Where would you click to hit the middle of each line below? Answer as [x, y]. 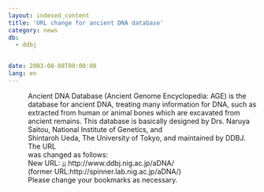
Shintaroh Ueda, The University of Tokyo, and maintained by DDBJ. [137, 137]
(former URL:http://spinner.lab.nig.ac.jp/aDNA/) [105, 171]
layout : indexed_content [49, 15]
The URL [42, 146]
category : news [33, 30]
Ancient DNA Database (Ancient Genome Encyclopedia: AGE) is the [137, 96]
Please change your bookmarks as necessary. [103, 179]
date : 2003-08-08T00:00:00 [52, 66]
